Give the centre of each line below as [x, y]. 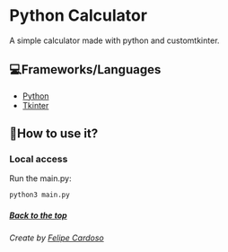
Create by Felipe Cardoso [57, 238]
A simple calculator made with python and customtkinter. [114, 40]
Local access [39, 160]
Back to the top [38, 215]
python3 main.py [39, 195]
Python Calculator [79, 16]
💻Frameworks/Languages [85, 70]
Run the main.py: [40, 178]
